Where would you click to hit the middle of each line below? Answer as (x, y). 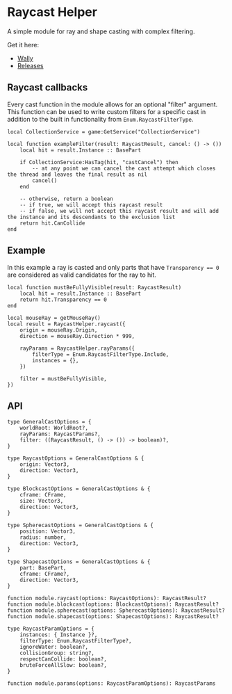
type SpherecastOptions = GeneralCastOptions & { (81, 526)
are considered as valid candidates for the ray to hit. (82, 275)
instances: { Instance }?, (59, 635)
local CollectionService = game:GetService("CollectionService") (103, 132)
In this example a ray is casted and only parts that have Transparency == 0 (113, 267)
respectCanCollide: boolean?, (64, 659)
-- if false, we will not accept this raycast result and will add (119, 211)
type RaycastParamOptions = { (51, 629)
